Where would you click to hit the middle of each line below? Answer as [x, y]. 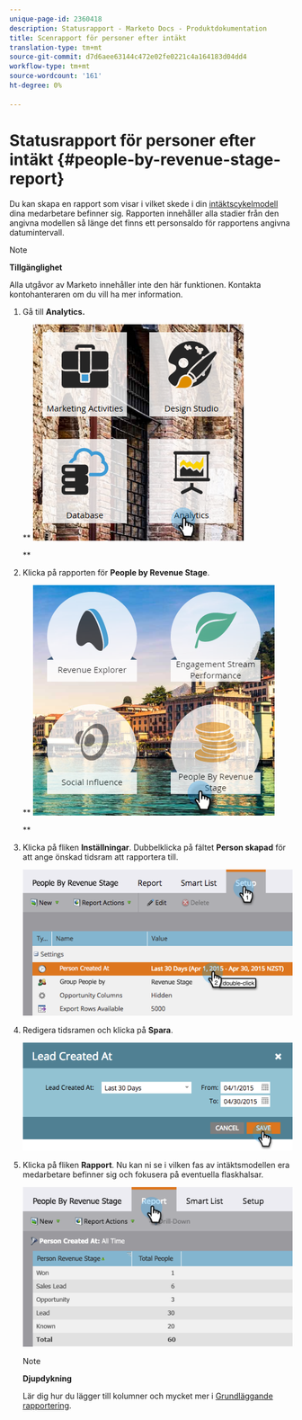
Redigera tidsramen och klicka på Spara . [98, 1031]
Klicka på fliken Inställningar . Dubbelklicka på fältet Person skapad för [154, 847]
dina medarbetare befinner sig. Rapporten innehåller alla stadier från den [144, 213]
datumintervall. [37, 232]
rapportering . [47, 1406]
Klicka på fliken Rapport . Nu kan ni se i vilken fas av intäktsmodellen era [156, 1165]
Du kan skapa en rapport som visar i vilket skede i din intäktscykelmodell [144, 203]
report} [37, 179]
